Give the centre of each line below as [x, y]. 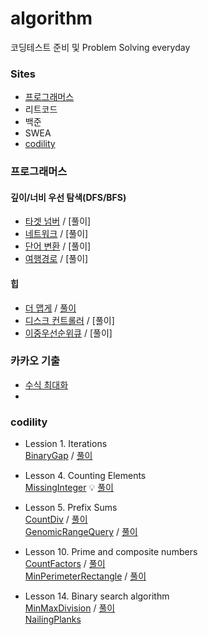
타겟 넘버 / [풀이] [58, 221]
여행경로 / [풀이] [56, 259]
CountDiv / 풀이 [56, 519]
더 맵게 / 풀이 [50, 308]
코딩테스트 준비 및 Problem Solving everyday [100, 47]
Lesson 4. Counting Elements [85, 476]
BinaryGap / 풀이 [58, 456]
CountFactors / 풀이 [65, 564]
